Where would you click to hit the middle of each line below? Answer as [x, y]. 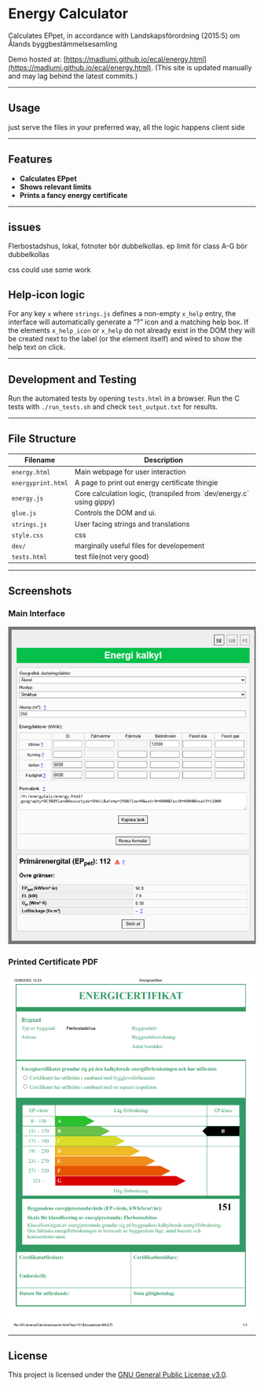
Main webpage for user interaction [130, 472]
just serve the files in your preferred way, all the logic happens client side [126, 127]
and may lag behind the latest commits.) [73, 76]
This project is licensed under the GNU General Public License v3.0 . [118, 1375]
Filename [40, 460]
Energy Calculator [68, 14]
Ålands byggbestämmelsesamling [63, 43]
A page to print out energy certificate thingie [146, 483]
